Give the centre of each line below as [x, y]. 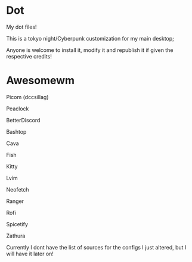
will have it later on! [30, 254]
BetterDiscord [23, 120]
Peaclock [18, 109]
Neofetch [18, 189]
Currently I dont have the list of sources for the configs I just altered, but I [96, 247]
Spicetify [17, 224]
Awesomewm [41, 81]
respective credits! [29, 56]
